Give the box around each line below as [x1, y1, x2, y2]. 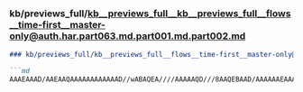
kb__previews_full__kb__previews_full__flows [87, 7, 291, 20]
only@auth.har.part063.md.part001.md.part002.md [9, 30, 246, 42]
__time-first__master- [9, 18, 106, 31]
